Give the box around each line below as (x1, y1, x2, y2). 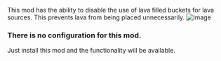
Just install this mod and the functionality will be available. (7, 46, 175, 55)
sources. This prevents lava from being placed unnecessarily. (7, 13, 185, 21)
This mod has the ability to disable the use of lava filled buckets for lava (7, 6, 215, 14)
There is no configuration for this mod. (7, 31, 142, 40)
